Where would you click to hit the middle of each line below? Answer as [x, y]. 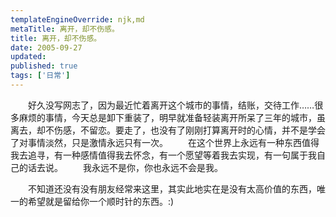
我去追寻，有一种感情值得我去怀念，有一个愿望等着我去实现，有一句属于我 [163, 155]
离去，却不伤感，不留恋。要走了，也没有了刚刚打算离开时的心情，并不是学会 [168, 130]
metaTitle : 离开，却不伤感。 [65, 29]
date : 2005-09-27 [46, 47]
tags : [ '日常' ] [40, 76]
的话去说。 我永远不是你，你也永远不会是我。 [120, 167]
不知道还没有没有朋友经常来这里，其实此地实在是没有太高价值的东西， [172, 188]
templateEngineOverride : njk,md [77, 19]
